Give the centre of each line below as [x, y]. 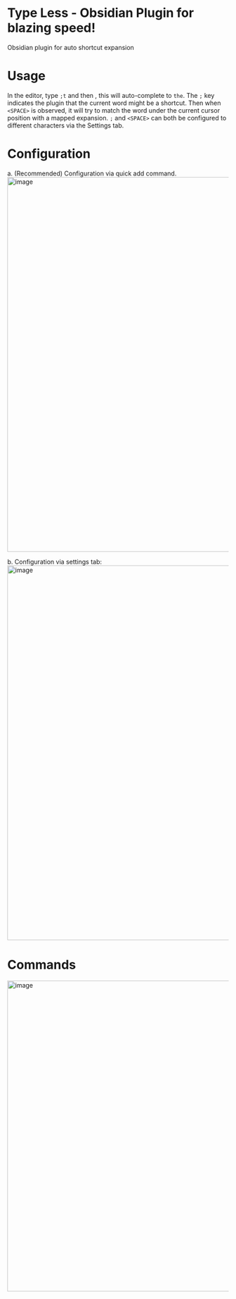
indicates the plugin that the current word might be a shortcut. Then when [114, 103]
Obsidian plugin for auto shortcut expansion [71, 47]
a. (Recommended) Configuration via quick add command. [92, 173]
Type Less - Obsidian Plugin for [101, 13]
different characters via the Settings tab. [66, 125]
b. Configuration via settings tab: [55, 561]
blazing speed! [52, 28]
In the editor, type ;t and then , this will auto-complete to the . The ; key [111, 95]
